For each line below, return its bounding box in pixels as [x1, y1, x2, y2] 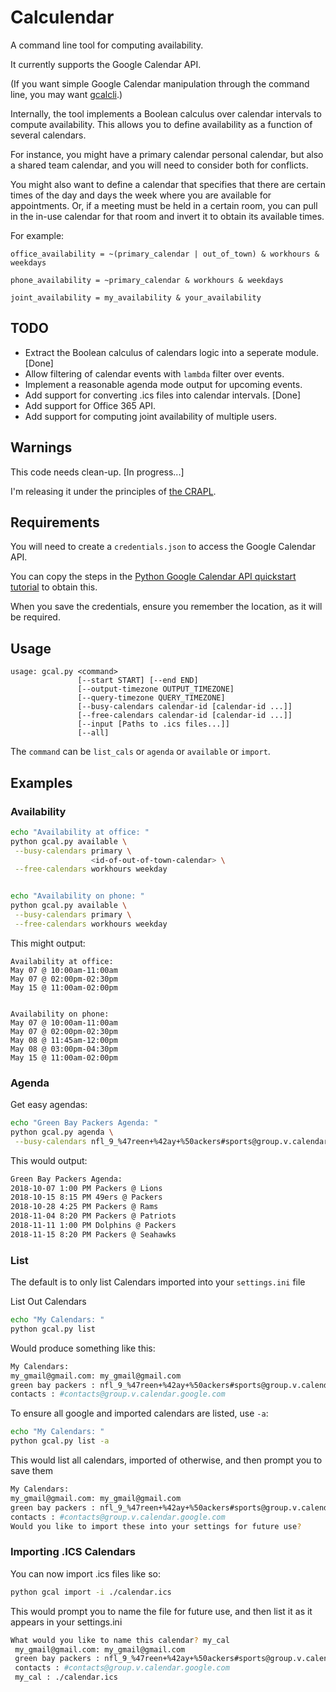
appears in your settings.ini [10, 1616, 123, 1628]
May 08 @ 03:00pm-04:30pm [10, 1044, 118, 1054]
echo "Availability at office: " [10, 827, 150, 837]
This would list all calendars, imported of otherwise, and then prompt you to [10, 1454, 323, 1466]
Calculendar [10, 6, 115, 29]
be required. [10, 611, 61, 623]
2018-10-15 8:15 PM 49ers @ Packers [10, 1192, 163, 1203]
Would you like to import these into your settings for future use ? [10, 1521, 302, 1531]
